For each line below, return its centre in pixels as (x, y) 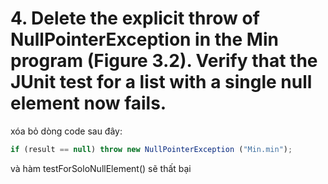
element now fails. (88, 103)
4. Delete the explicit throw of (135, 18)
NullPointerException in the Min (144, 39)
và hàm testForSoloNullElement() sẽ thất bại (101, 168)
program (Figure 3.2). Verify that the (164, 61)
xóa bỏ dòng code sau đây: (66, 131)
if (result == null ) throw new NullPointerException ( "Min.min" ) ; (151, 149)
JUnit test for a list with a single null (161, 82)
